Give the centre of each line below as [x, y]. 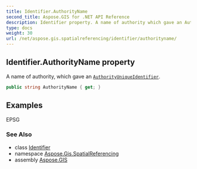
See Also [19, 134]
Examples [24, 106]
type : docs [19, 28]
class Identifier [33, 147]
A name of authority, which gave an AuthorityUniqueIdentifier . [83, 76]
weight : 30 [19, 33]
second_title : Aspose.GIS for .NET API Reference [68, 17]
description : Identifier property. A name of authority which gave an [94, 22]
